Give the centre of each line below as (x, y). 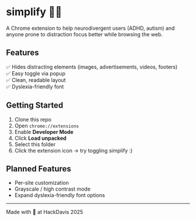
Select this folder (35, 144)
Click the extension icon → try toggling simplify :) (73, 150)
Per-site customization (41, 183)
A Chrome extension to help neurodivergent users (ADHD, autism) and (90, 28)
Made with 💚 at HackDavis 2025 (45, 212)
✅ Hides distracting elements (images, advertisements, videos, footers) (92, 67)
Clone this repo (33, 119)
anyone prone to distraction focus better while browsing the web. (85, 34)
